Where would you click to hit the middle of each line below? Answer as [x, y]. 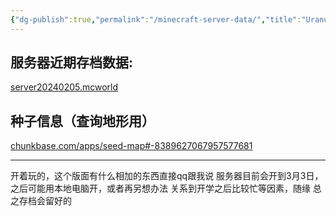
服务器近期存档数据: [72, 62]
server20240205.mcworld [64, 87]
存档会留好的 [45, 201]
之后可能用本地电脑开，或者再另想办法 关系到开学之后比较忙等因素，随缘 [160, 188]
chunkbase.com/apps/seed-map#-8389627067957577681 [131, 146]
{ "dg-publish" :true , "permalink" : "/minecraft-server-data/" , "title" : [156, 19]
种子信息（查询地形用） [82, 121]
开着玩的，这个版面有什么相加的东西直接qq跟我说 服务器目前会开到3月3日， [167, 176]
